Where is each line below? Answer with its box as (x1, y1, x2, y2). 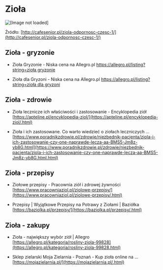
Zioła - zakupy (5, 221, 50, 229)
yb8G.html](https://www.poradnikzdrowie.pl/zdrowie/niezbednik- (12, 144, 145, 150)
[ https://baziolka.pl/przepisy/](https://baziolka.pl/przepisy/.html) (12, 207, 142, 213)
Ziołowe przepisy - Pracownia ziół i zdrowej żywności (12, 182, 121, 188)
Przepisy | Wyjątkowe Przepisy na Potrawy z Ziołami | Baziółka (12, 202, 139, 208)
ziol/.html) (12, 119, 33, 125)
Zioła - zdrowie (5, 96, 52, 104)
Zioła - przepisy (5, 169, 54, 177)
